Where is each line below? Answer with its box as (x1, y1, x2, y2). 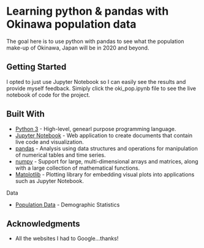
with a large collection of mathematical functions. (15, 164, 140, 171)
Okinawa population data (6, 17, 137, 31)
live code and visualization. (15, 138, 84, 145)
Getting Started (6, 62, 67, 72)
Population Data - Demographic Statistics (15, 201, 120, 208)
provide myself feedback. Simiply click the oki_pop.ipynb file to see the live (6, 85, 196, 92)
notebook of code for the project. (6, 91, 91, 99)
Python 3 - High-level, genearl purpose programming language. (15, 125, 176, 132)
